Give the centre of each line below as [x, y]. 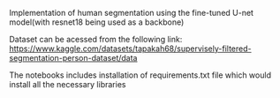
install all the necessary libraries [68, 84]
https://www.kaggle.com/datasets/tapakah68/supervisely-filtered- [130, 49]
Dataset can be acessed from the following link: [96, 39]
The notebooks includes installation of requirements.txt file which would [140, 75]
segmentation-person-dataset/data [73, 58]
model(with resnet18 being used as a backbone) [97, 22]
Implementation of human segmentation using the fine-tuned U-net [132, 13]
